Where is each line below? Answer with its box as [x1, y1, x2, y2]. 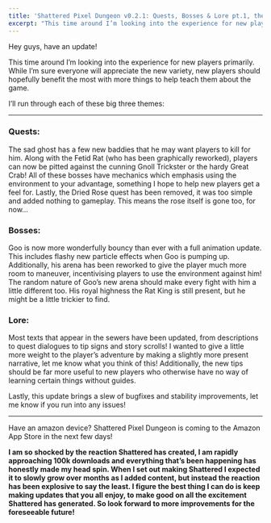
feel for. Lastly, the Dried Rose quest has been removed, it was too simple [8, 187, 252, 197]
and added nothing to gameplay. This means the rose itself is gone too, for [8, 195, 256, 206]
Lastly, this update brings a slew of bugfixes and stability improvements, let [8, 391, 259, 401]
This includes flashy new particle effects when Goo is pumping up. [8, 252, 230, 261]
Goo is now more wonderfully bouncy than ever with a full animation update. [8, 243, 262, 253]
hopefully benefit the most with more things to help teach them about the [8, 74, 252, 84]
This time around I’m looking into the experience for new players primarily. [8, 57, 255, 67]
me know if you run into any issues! [8, 400, 127, 410]
